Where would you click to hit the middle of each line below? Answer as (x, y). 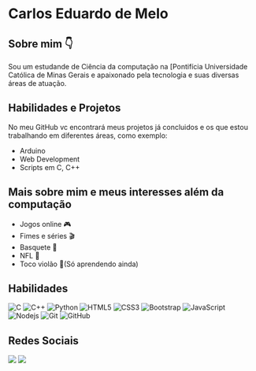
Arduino (32, 150)
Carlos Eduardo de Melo (88, 14)
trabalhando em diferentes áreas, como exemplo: (88, 135)
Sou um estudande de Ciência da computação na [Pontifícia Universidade (128, 67)
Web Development (50, 159)
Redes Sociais (43, 341)
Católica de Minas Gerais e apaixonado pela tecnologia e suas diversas (124, 75)
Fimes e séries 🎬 (47, 236)
